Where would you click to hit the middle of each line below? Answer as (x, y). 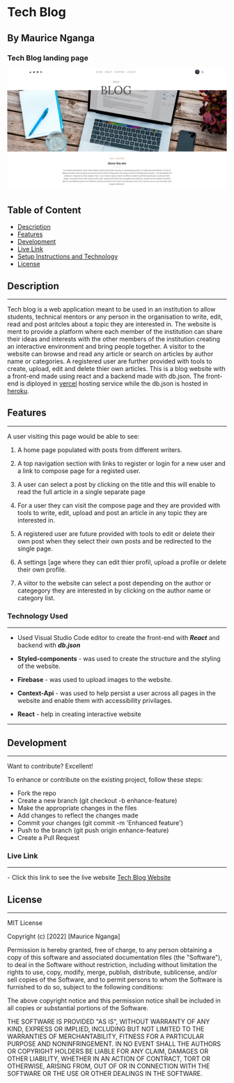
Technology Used (38, 616)
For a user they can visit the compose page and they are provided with (119, 505)
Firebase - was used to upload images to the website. (95, 680)
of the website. (39, 666)
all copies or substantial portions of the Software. (78, 1008)
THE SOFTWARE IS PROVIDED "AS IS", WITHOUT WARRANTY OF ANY (109, 1022)
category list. (36, 597)
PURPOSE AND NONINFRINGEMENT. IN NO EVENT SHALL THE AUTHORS (114, 1044)
